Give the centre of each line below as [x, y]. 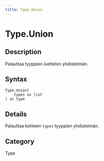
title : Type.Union [24, 10]
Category [20, 141]
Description [23, 52]
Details [16, 114]
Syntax [16, 79]
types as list [28, 95]
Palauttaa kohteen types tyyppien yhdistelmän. [52, 126]
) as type [15, 99]
